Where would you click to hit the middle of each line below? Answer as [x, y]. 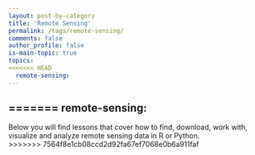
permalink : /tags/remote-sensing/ [66, 31]
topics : [21, 61]
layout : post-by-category [51, 16]
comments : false [35, 38]
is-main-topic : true [43, 53]
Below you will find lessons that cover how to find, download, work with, [128, 127]
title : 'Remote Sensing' [50, 23]
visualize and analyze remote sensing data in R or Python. [104, 136]
